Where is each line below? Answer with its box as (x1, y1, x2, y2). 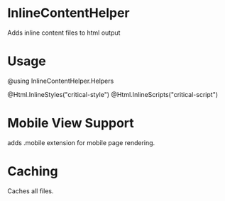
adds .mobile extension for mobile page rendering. (7, 138, 155, 147)
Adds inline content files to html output (7, 28, 121, 37)
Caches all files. (7, 186, 54, 195)
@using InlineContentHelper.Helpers (7, 76, 114, 85)
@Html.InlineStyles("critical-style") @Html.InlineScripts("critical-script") (7, 90, 219, 98)
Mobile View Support (7, 115, 135, 132)
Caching (7, 163, 58, 179)
